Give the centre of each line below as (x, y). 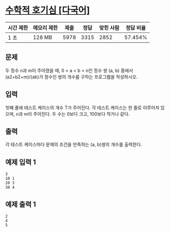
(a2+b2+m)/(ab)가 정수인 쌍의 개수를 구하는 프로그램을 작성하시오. (72, 77)
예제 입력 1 (21, 162)
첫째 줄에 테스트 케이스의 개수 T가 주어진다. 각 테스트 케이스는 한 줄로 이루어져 (82, 108)
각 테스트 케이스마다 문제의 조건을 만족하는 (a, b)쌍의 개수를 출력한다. (74, 145)
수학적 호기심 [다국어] (48, 10)
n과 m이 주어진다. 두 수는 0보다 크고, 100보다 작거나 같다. (73, 114)
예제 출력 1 (21, 204)
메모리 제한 (45, 27)
